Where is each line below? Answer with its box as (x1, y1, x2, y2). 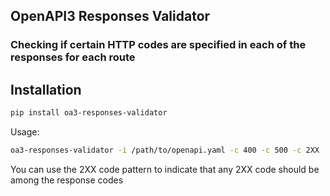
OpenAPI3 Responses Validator (10, 8, 211, 25)
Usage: (10, 126, 40, 138)
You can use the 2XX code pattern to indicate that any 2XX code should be (10, 163, 320, 175)
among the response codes (10, 174, 124, 186)
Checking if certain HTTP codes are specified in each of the (10, 38, 307, 52)
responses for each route (10, 50, 136, 64)
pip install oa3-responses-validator (10, 108, 168, 118)
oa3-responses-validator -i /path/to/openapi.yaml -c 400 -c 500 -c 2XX (10, 145, 320, 155)
